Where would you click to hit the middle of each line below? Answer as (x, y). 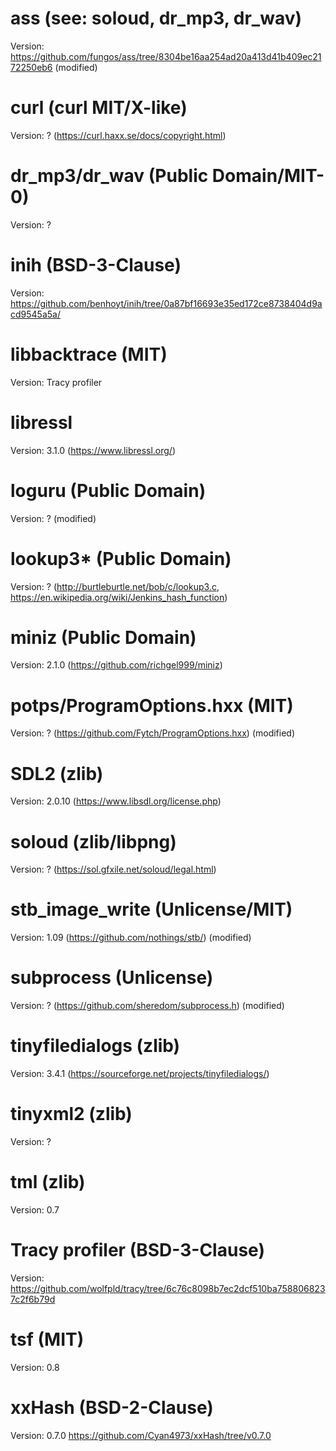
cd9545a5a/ (35, 314)
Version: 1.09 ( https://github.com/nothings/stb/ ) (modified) (131, 938)
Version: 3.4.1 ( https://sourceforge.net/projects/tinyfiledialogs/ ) (140, 1074)
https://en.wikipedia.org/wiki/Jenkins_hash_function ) (119, 597)
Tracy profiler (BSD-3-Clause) (137, 1250)
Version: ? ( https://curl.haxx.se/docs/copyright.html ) (118, 135)
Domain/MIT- (268, 176)
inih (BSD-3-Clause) (96, 265)
